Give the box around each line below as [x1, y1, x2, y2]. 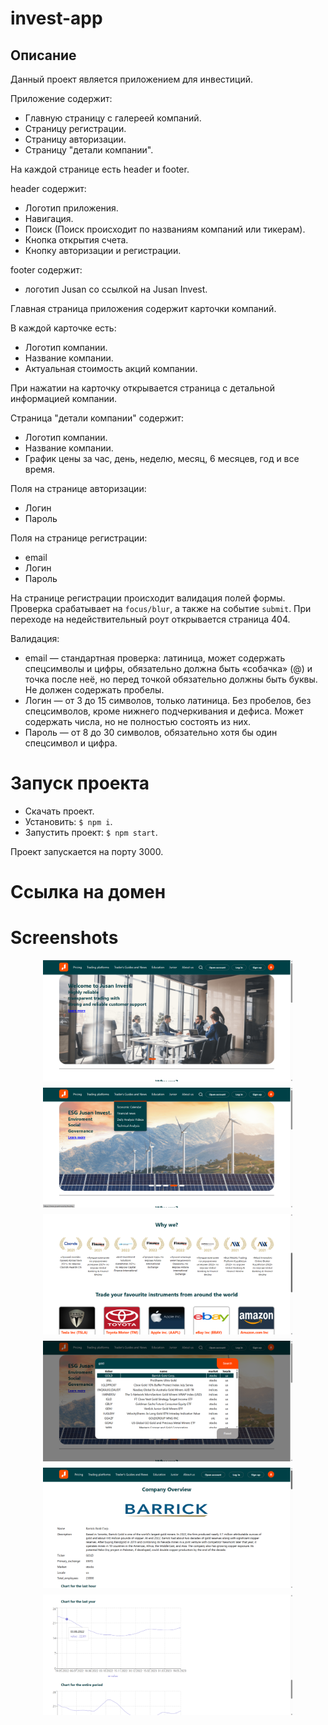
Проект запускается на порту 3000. [10, 845, 164, 857]
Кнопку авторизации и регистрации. [24, 245, 182, 256]
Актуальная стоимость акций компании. [24, 363, 198, 374]
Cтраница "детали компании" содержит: [10, 412, 185, 424]
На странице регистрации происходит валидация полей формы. [10, 592, 286, 604]
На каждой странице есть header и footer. [10, 163, 190, 175]
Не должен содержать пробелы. [24, 684, 165, 696]
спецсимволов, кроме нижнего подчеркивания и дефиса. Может [24, 705, 304, 717]
